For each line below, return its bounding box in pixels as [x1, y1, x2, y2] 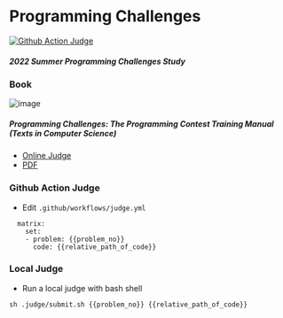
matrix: [17, 219, 46, 228]
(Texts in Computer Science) [9, 128, 117, 138]
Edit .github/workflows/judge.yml [21, 202, 146, 213]
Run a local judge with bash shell [21, 283, 143, 293]
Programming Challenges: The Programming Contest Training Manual [9, 118, 274, 129]
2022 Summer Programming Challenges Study [9, 56, 186, 66]
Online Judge [21, 151, 72, 161]
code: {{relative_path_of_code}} [32, 242, 157, 252]
